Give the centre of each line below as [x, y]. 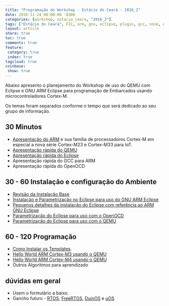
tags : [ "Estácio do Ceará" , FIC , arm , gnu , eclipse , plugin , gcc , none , [83, 24]
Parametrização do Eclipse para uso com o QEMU [64, 221]
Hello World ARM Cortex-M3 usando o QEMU [60, 254]
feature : [14, 47]
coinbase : [16, 66]
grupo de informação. [28, 111]
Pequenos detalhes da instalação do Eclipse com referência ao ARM [83, 205]
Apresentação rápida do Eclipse [46, 155]
